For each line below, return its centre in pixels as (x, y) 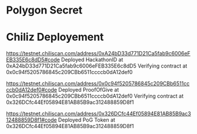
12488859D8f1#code (31, 120)
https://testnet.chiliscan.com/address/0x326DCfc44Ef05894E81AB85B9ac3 (98, 114)
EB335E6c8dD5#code (33, 60)
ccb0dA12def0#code (32, 90)
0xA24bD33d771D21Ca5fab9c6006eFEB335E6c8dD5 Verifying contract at (97, 66)
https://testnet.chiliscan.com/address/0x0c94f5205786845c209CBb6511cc (98, 83)
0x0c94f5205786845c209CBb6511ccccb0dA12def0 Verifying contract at (95, 96)
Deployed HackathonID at (92, 60)
